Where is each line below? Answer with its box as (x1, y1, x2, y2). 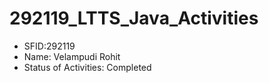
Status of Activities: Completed (23, 61, 152, 73)
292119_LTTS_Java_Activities (9, 7, 259, 30)
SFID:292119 (23, 40, 76, 52)
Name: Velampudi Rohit (23, 50, 121, 62)
